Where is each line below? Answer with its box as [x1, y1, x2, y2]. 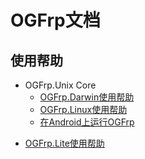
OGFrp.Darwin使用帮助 [39, 91, 135, 103]
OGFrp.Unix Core [24, 79, 97, 91]
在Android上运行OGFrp [39, 116, 135, 128]
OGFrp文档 [10, 9, 101, 32]
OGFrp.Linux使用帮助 [39, 104, 128, 115]
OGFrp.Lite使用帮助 [24, 137, 105, 149]
